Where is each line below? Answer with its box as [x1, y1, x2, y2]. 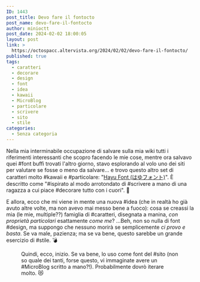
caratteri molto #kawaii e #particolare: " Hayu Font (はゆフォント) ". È [6, 173, 174, 180]
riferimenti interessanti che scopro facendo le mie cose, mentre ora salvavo [6, 154, 192, 161]
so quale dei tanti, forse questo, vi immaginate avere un [21, 256, 158, 263]
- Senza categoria [11, 131, 58, 137]
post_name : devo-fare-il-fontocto [6, 20, 93, 26]
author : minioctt [6, 25, 50, 32]
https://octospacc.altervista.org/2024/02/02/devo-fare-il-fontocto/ [11, 48, 188, 54]
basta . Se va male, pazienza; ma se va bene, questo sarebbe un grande [6, 229, 183, 237]
